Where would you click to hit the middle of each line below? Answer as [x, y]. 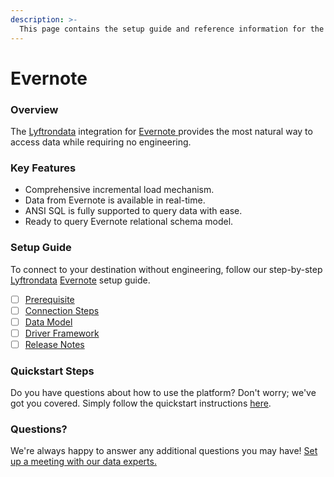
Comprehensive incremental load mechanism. [119, 190]
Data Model [48, 322]
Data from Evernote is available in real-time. [115, 200]
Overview [34, 109]
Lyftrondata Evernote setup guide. [80, 280]
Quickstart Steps [52, 371]
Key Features [43, 168]
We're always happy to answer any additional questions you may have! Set [164, 451]
